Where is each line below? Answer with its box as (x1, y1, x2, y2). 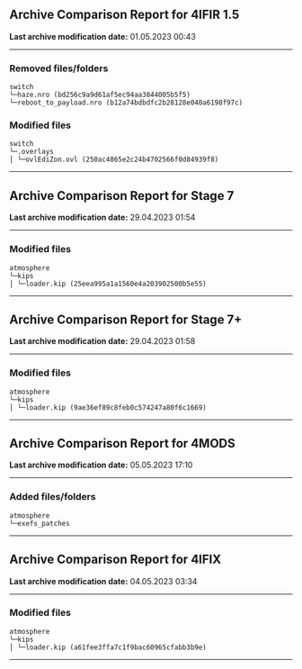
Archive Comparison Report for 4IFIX (9, 552, 222, 567)
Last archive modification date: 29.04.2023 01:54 (9, 212, 196, 223)
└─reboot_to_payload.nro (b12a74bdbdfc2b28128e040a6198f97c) (9, 98, 244, 107)
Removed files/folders (9, 62, 109, 75)
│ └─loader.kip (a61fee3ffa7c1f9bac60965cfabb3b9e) (9, 643, 207, 652)
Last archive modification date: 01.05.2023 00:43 (9, 31, 196, 41)
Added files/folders (9, 491, 96, 503)
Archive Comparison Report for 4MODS (9, 436, 235, 451)
